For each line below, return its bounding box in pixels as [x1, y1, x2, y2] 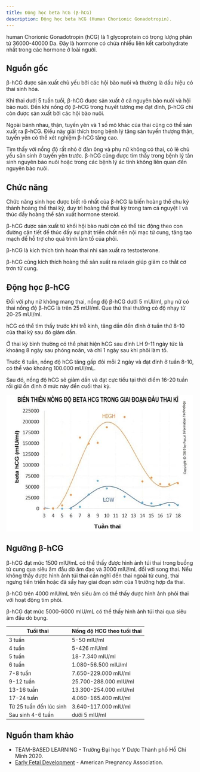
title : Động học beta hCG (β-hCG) [6, 10, 93, 16]
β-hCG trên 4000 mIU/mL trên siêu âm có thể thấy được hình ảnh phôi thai [6, 590, 189, 597]
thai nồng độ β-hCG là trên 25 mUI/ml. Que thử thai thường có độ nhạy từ [6, 304, 186, 311]
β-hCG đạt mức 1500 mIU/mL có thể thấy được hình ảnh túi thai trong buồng [6, 559, 193, 566]
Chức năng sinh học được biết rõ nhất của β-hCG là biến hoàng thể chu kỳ [6, 198, 189, 205]
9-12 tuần [8, 677, 35, 685]
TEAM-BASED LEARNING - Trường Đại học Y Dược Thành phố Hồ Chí [14, 746, 186, 753]
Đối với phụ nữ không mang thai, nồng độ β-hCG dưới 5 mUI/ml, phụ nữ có [6, 298, 189, 305]
